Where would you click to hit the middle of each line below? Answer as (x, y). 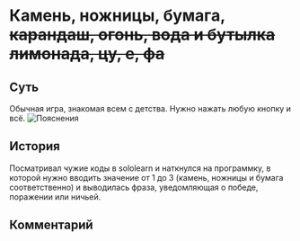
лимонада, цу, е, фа (87, 54)
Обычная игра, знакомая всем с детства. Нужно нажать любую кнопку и (150, 108)
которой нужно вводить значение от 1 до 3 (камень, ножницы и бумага (146, 177)
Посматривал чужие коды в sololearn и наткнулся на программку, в (140, 168)
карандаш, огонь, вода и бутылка (142, 35)
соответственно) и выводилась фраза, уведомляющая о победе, (134, 187)
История (35, 146)
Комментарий (51, 225)
